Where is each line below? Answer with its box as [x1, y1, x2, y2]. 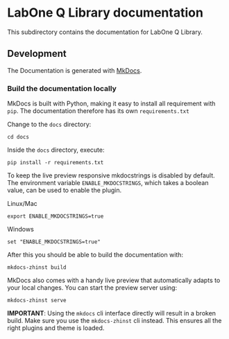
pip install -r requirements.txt [7, 159, 104, 166]
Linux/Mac [7, 200, 38, 208]
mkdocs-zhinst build [7, 264, 67, 271]
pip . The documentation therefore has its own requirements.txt [7, 107, 189, 115]
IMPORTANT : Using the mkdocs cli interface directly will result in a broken [7, 309, 217, 318]
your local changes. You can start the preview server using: [7, 284, 178, 292]
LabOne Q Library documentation [7, 5, 203, 21]
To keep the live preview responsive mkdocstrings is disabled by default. [7, 171, 215, 180]
